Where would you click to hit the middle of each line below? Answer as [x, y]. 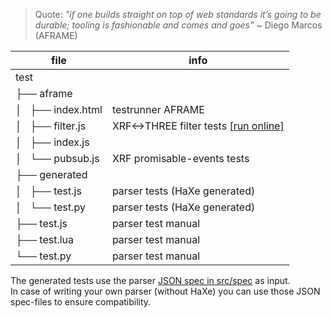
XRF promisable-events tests [180, 158]
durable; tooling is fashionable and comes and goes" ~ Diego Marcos [178, 25]
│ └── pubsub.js [57, 158]
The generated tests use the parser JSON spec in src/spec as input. [150, 280]
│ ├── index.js [52, 142]
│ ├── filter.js [51, 126]
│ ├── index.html [59, 109]
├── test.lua [45, 239]
